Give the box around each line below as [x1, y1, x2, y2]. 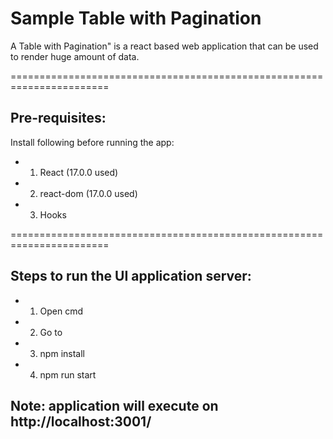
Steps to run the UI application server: [10, 268, 252, 285]
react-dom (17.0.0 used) [39, 187, 138, 199]
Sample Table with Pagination [10, 7, 262, 30]
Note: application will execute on [10, 397, 219, 414]
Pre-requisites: [10, 110, 107, 127]
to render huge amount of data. [10, 50, 140, 62]
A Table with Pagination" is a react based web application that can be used [10, 40, 319, 52]
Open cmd [39, 305, 84, 317]
